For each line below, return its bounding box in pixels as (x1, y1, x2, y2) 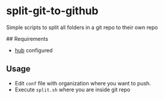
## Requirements (6, 35, 49, 42)
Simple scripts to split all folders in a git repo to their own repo (6, 24, 159, 31)
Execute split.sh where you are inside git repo (14, 86, 131, 93)
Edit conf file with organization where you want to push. (14, 79, 152, 87)
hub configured (14, 46, 53, 54)
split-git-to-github (6, 4, 99, 18)
